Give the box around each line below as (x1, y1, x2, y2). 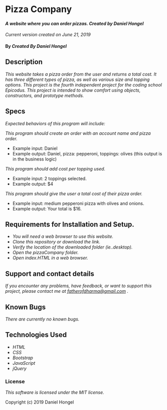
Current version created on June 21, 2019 (5, 32, 91, 38)
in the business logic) (12, 156, 57, 162)
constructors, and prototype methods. (5, 92, 84, 99)
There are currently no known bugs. (5, 316, 80, 322)
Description (5, 58, 43, 66)
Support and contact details (5, 269, 94, 278)
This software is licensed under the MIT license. (5, 389, 104, 395)
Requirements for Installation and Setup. (5, 220, 134, 228)
